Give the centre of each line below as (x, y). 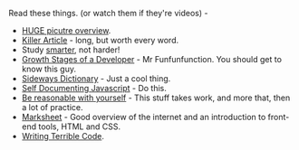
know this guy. (49, 69)
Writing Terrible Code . (63, 136)
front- (279, 117)
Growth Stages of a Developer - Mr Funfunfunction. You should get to (152, 59)
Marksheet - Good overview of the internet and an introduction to (144, 117)
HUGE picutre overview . (66, 30)
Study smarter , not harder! (71, 50)
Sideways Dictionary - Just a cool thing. (96, 79)
